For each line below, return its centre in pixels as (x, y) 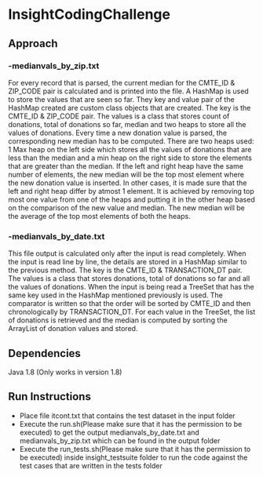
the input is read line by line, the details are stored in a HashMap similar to (128, 262)
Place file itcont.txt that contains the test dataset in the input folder (127, 415)
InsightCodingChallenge (89, 15)
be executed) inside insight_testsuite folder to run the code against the (133, 457)
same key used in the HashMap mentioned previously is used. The (116, 295)
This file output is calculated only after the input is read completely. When (127, 253)
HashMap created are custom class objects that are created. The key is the (130, 107)
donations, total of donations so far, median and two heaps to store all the (127, 124)
